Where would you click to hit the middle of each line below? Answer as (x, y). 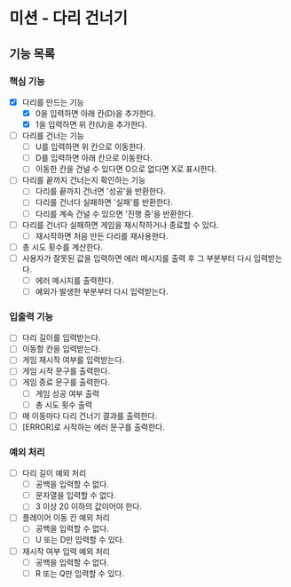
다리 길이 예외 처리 (54, 473)
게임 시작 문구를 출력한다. (66, 371)
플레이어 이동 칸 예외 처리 (66, 518)
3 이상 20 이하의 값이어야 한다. (88, 506)
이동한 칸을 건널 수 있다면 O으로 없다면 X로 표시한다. (126, 169)
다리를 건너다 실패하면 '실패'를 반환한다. (104, 202)
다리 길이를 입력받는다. (61, 337)
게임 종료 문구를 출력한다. (66, 382)
